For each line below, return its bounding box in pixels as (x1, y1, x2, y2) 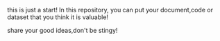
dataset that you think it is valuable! (7, 13, 109, 21)
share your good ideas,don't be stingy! (7, 27, 118, 34)
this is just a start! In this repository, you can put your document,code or (7, 6, 214, 14)
